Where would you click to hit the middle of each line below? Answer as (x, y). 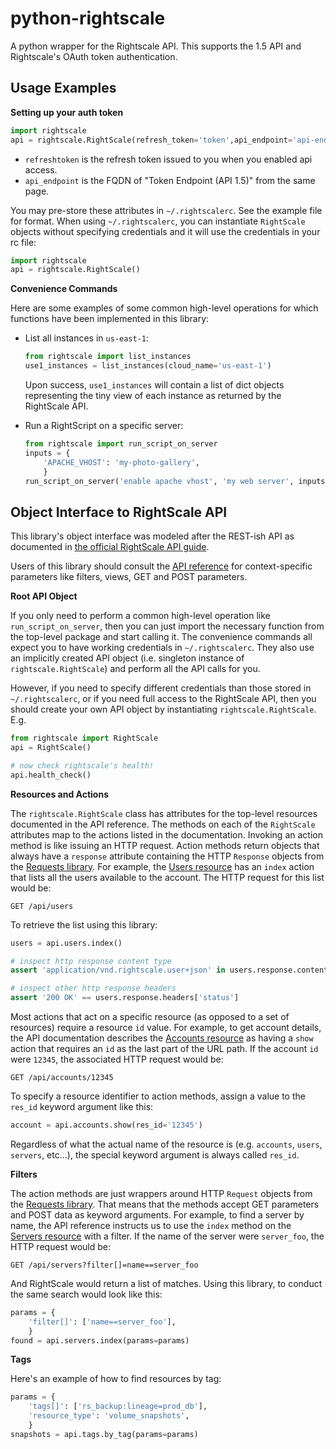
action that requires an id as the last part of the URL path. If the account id (164, 1049)
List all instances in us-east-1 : (86, 338)
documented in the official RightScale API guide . (110, 547)
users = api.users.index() (66, 943)
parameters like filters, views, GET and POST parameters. (129, 577)
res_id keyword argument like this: (82, 1107)
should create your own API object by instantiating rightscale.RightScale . (163, 709)
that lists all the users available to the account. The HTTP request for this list (167, 877)
